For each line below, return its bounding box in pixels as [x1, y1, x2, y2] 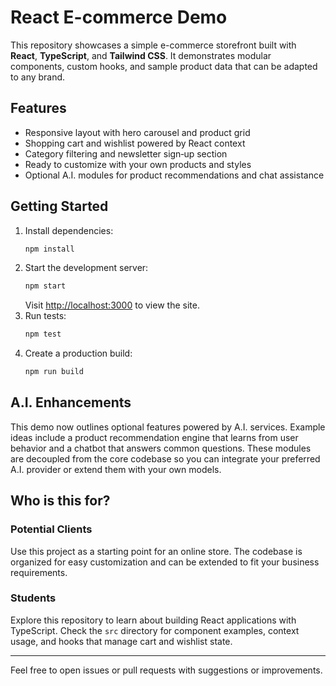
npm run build [24, 367, 84, 377]
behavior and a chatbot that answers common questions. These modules [10, 442, 312, 454]
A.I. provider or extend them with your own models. [10, 463, 222, 475]
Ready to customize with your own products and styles [24, 158, 252, 170]
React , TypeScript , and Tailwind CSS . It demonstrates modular [10, 49, 272, 61]
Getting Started [10, 198, 109, 215]
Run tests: [24, 310, 67, 322]
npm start [24, 281, 67, 291]
